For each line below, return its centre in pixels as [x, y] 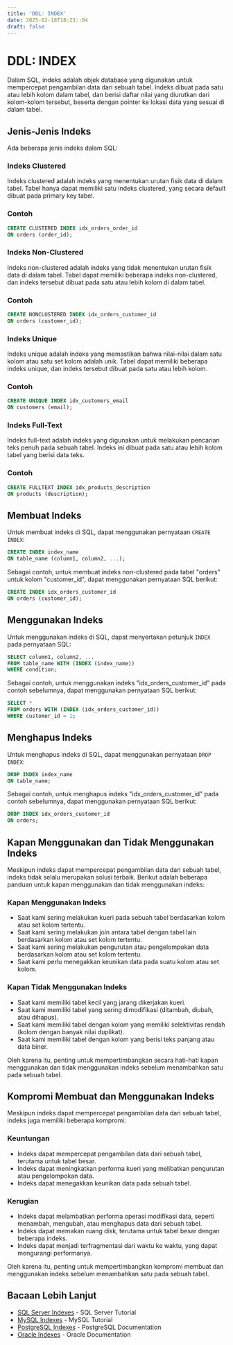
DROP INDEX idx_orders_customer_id [59, 814]
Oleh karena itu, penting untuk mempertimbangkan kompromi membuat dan [115, 1266]
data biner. [33, 1046]
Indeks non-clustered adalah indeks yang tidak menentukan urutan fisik [110, 267]
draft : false [26, 26]
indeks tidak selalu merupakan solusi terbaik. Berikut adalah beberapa [107, 877]
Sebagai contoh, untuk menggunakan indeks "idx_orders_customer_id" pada [116, 683]
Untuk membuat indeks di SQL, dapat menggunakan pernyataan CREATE [109, 532]
